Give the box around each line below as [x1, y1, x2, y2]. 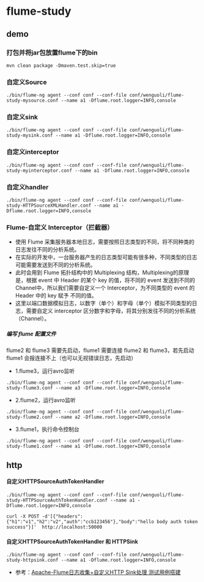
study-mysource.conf [6, 98, 59, 104]
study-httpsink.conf [6, 557, 59, 564]
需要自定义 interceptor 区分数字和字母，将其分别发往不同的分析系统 [26, 307, 196, 315]
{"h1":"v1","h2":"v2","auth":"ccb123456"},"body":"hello [6, 518, 155, 525]
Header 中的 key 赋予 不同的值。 [15, 292, 98, 299]
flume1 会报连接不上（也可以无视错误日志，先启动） [6, 354, 137, 362]
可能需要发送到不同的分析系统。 [15, 261, 96, 269]
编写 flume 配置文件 [6, 330, 56, 337]
